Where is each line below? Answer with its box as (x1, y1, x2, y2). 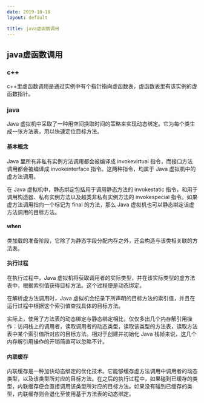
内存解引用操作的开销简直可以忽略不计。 (7, 337, 108, 345)
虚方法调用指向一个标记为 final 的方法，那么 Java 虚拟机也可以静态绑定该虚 (7, 201, 195, 208)
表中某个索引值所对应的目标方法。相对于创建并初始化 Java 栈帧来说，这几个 (7, 330, 197, 337)
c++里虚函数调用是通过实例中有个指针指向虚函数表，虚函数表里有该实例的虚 (7, 83, 197, 90)
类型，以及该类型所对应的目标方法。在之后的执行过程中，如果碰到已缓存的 (7, 375, 192, 382)
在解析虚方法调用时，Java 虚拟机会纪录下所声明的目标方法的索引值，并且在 (7, 294, 196, 302)
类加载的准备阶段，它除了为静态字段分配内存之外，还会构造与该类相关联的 (7, 237, 192, 244)
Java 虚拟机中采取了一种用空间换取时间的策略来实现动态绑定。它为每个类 (7, 120, 190, 127)
